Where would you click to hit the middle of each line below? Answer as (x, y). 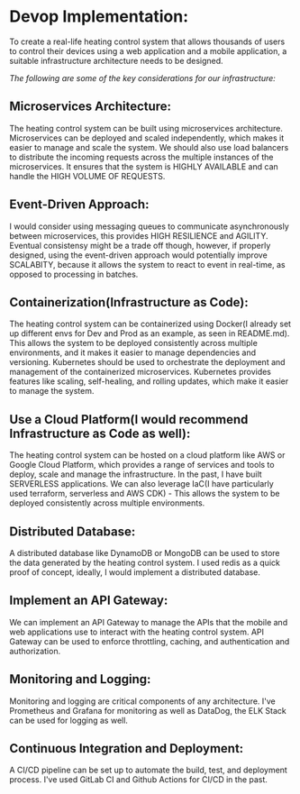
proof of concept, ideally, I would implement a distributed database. (135, 572)
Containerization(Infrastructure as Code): (129, 302)
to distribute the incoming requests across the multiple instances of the (141, 157)
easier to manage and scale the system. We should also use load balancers (149, 147)
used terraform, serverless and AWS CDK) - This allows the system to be (145, 494)
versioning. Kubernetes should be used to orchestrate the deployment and (147, 362)
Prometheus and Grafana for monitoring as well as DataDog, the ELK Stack (148, 710)
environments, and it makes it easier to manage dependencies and (133, 352)
